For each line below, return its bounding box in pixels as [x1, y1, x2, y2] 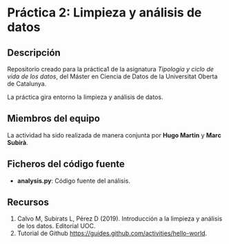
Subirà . [7, 138, 29, 146]
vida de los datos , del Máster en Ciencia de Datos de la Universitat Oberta [7, 72, 218, 80]
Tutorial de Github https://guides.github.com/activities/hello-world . [17, 229, 208, 238]
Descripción [7, 47, 61, 58]
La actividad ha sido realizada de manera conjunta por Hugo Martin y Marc [7, 131, 222, 139]
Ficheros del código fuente [7, 158, 126, 170]
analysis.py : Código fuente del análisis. [17, 177, 131, 185]
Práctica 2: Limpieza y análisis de [7, 5, 202, 21]
